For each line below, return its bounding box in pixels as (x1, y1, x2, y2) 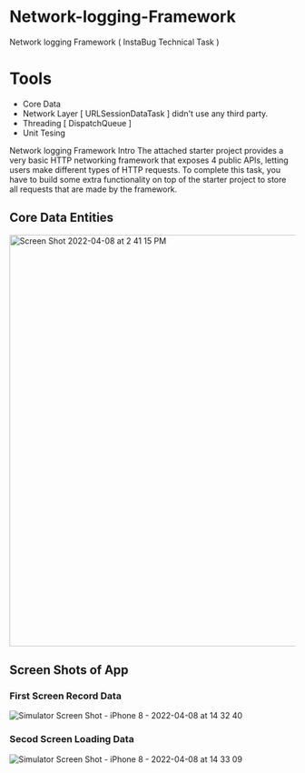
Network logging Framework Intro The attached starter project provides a (9, 145, 284, 156)
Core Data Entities (9, 210, 114, 226)
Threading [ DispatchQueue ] (22, 117, 132, 128)
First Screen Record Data (9, 689, 123, 702)
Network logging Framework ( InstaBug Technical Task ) (9, 36, 220, 47)
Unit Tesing (22, 127, 66, 138)
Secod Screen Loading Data (9, 733, 134, 746)
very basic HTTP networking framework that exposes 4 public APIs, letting (9, 155, 289, 166)
